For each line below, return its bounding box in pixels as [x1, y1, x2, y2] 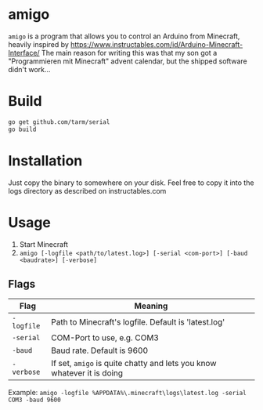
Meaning [134, 300, 168, 311]
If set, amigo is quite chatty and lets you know [50, 358, 217, 369]
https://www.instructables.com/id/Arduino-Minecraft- [70, 39, 243, 49]
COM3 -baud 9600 [8, 396, 61, 405]
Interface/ [8, 48, 41, 57]
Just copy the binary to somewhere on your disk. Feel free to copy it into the [8, 178, 254, 187]
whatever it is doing [50, 368, 124, 379]
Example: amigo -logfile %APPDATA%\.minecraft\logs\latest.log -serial [8, 388, 247, 397]
